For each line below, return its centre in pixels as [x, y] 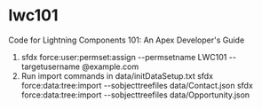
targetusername [51, 66]
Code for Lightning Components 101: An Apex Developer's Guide [127, 40]
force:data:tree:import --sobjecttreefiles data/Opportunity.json [135, 95]
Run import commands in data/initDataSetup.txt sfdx [117, 75]
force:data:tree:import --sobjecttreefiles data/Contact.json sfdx [137, 85]
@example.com [111, 66]
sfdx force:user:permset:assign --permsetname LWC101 [124, 57]
